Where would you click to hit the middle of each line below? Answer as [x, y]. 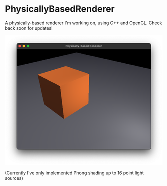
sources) [14, 178]
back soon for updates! [29, 28]
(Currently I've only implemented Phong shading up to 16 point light [74, 173]
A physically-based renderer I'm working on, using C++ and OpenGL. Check [83, 23]
